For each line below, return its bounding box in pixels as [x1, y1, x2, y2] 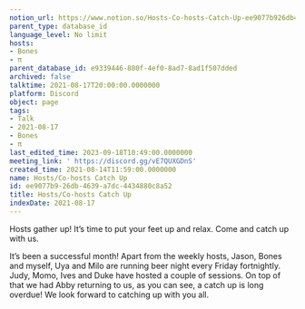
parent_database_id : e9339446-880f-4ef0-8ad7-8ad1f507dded [9, 64, 238, 73]
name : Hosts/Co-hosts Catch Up [9, 173, 128, 182]
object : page [9, 97, 59, 107]
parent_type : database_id [9, 22, 107, 31]
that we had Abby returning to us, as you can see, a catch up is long [9, 279, 264, 290]
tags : [9, 106, 30, 115]
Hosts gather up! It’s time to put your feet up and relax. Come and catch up [9, 223, 290, 234]
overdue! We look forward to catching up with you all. [9, 289, 210, 300]
